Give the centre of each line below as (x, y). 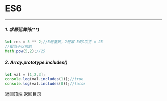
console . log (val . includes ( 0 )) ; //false (45, 84)
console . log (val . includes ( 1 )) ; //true (44, 79)
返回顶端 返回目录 (23, 94)
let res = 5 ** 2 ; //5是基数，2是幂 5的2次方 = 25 (54, 42)
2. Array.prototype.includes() (36, 62)
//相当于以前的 (19, 46)
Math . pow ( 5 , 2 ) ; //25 (25, 51)
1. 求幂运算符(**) (22, 29)
